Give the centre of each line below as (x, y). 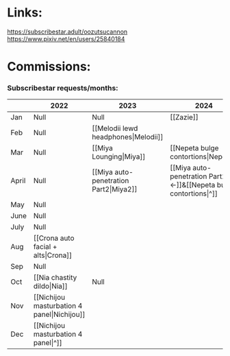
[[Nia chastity (55, 278)
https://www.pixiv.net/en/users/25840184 (66, 38)
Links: (25, 13)
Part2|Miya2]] (115, 189)
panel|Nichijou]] (59, 315)
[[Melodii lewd (115, 128)
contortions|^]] (194, 193)
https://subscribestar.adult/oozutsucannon (67, 32)
